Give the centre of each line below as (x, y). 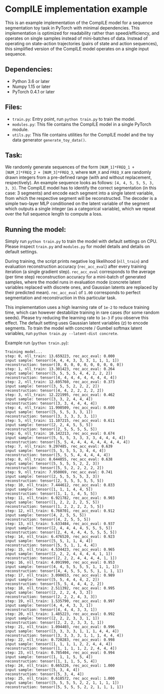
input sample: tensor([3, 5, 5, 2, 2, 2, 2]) (52, 387)
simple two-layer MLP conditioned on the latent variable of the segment (77, 204)
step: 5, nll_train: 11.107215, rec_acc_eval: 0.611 (60, 421)
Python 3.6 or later (31, 81)
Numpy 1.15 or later (31, 86)
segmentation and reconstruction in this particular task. (61, 298)
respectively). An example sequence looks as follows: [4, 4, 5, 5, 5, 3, (80, 183)
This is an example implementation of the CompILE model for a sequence (79, 23)
